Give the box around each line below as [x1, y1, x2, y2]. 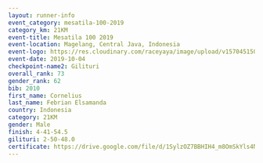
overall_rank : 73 [8, 70, 65, 78]
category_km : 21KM [8, 26, 68, 34]
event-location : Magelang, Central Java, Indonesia [8, 41, 180, 49]
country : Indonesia [8, 107, 72, 114]
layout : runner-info [8, 11, 76, 20]
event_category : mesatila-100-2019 [8, 19, 124, 27]
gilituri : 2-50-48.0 [8, 135, 76, 143]
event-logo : [8, 48, 47, 56]
